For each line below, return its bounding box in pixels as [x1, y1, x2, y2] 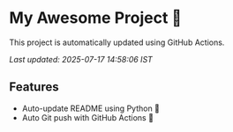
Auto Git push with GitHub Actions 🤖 [21, 112, 154, 122]
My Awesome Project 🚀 [9, 8, 183, 28]
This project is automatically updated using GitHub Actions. [9, 37, 225, 48]
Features [9, 79, 59, 95]
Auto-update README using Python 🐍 [21, 103, 161, 114]
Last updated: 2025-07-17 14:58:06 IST [9, 54, 153, 64]
